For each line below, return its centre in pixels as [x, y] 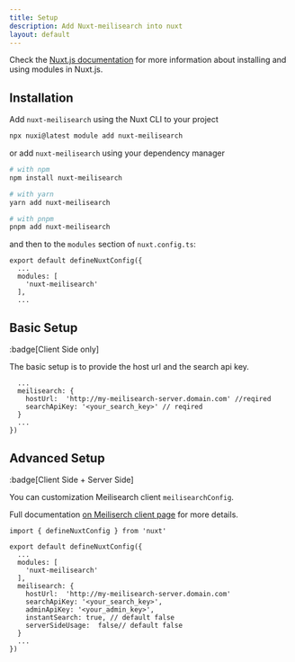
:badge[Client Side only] [54, 349]
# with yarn [31, 194]
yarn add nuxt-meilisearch [60, 202]
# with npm [30, 170]
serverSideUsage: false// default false [104, 625]
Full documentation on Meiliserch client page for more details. [124, 514]
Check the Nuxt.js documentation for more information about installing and [148, 60]
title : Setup [34, 18]
